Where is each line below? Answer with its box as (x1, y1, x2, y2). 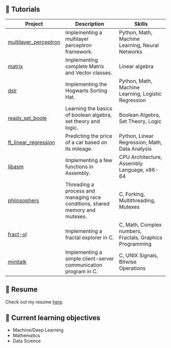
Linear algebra (119, 62, 154, 69)
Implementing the (65, 80, 107, 87)
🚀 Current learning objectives (5, 314, 101, 322)
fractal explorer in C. (65, 234, 114, 241)
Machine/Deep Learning (12, 327, 64, 333)
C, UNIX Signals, (119, 251, 159, 259)
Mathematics (12, 333, 40, 339)
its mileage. (65, 145, 93, 152)
